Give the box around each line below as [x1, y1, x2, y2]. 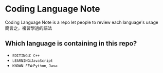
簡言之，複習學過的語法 [5, 25, 52, 31]
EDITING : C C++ [12, 52, 40, 58]
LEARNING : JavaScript [12, 57, 53, 63]
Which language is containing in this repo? [5, 40, 137, 48]
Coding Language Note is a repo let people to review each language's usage [5, 19, 159, 25]
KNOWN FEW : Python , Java [12, 62, 57, 68]
